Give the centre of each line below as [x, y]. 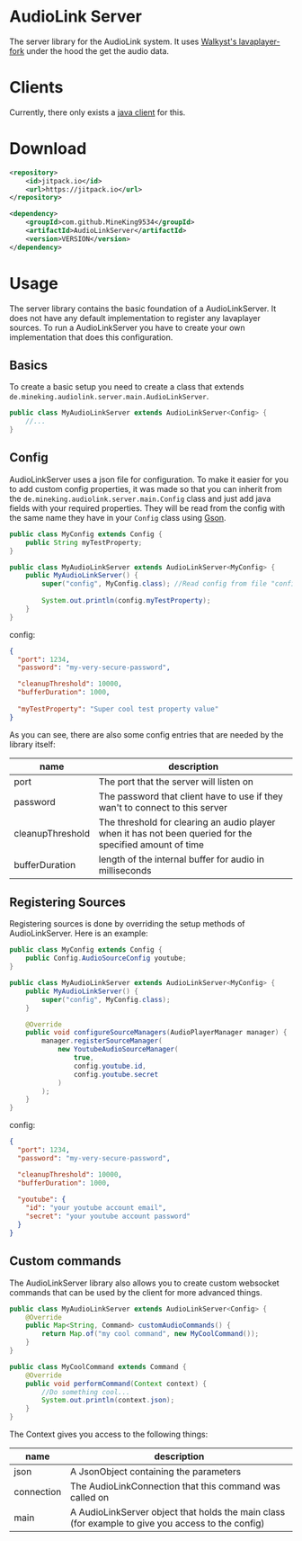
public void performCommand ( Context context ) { [116, 1384]
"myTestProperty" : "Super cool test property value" [118, 709]
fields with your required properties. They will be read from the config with [147, 508]
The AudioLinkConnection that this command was [176, 1486]
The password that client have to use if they [191, 796]
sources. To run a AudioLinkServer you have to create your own [127, 327]
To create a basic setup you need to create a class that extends [127, 387]
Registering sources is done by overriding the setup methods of [127, 924]
